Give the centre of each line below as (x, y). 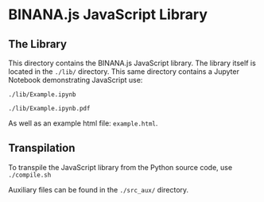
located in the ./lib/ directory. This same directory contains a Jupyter (124, 72)
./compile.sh (30, 175)
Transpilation (42, 148)
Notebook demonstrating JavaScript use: (76, 80)
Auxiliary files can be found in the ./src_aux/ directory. (99, 189)
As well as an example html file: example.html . (83, 123)
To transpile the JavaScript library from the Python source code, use (120, 167)
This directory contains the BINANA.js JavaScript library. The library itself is (132, 63)
